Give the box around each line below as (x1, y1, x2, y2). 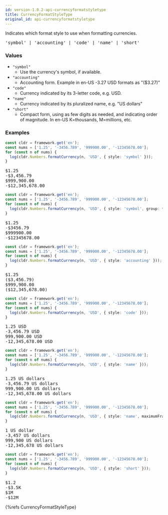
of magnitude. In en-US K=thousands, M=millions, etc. (19, 116, 132, 122)
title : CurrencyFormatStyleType (5, 12, 72, 17)
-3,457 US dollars (5, 433, 50, 439)
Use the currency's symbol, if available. (19, 68, 101, 75)
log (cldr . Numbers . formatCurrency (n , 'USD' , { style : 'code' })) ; (9, 310, 149, 315)
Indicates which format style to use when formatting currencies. (5, 30, 137, 36)
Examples (5, 129, 30, 136)
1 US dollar (5, 428, 34, 434)
